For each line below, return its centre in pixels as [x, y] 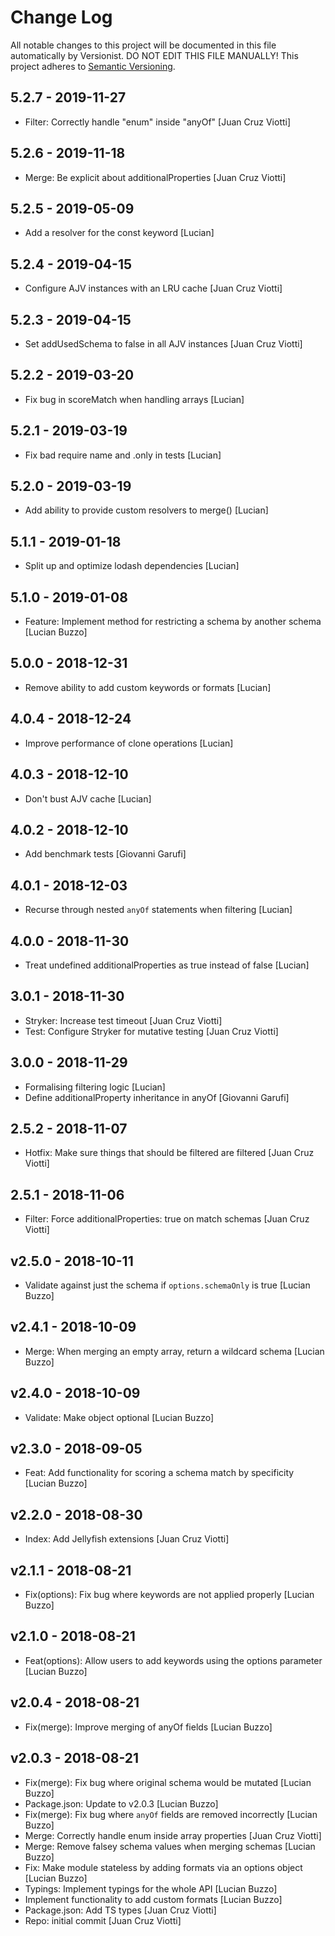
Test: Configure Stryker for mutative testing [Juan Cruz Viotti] [151, 1031]
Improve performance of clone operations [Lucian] [129, 743]
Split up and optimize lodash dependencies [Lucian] [132, 566]
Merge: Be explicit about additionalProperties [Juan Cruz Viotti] [155, 177]
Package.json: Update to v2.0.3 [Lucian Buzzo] [121, 1803]
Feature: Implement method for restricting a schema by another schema [173, 622]
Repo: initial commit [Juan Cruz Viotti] [103, 1920]
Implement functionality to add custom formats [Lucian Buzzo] [153, 1899]
